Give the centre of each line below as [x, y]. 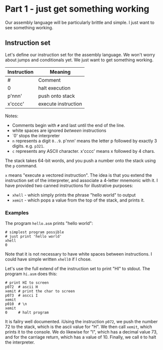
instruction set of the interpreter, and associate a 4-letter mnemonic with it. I [81, 180]
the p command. [21, 166]
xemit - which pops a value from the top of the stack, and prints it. [78, 200]
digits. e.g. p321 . [28, 146]
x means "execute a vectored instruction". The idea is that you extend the [79, 175]
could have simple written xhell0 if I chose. [48, 259]
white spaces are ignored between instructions [59, 130]
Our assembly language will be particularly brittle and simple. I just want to [80, 22]
